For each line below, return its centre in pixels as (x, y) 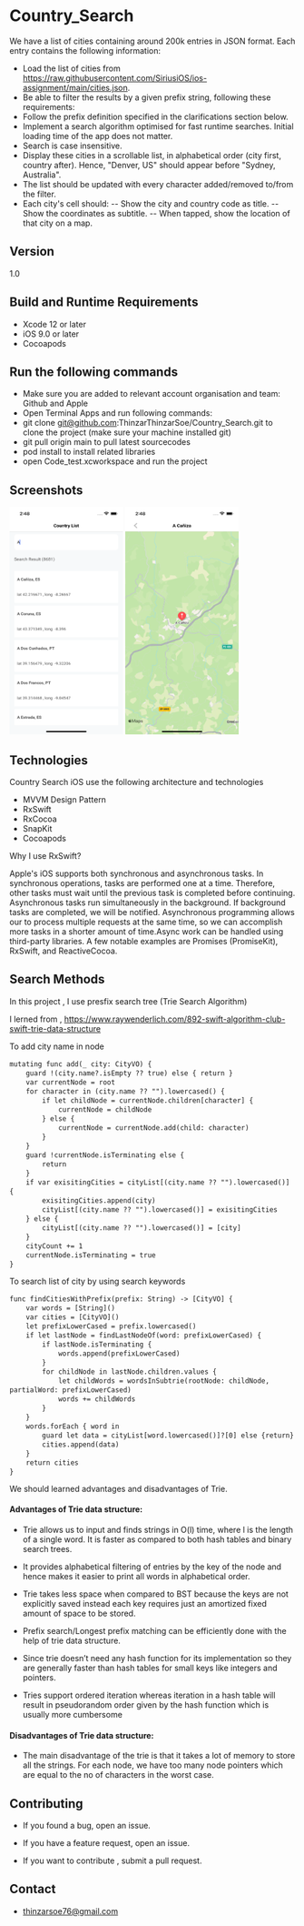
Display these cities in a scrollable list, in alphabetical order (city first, (152, 155)
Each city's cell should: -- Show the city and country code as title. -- (151, 203)
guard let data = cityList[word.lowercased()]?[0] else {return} (168, 1435)
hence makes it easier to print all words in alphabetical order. (137, 1577)
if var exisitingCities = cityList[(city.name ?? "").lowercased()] (158, 1182)
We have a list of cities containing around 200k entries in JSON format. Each (152, 41)
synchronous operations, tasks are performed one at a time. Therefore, (142, 883)
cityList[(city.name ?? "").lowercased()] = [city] (142, 1228)
